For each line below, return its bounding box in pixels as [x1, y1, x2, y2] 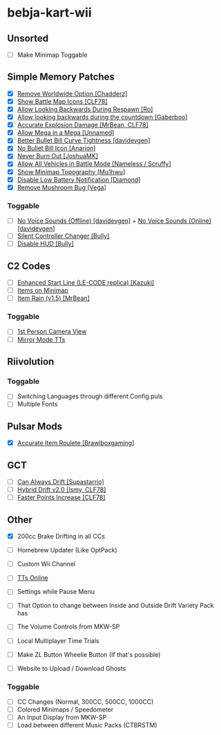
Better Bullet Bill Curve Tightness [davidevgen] [17, 136, 151, 145]
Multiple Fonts [17, 400, 58, 409]
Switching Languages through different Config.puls [17, 392, 163, 400]
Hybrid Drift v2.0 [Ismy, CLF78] [17, 485, 106, 494]
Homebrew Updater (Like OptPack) [17, 546, 117, 555]
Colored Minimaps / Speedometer [17, 705, 114, 714]
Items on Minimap [17, 286, 68, 295]
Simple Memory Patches [7, 71, 115, 83]
